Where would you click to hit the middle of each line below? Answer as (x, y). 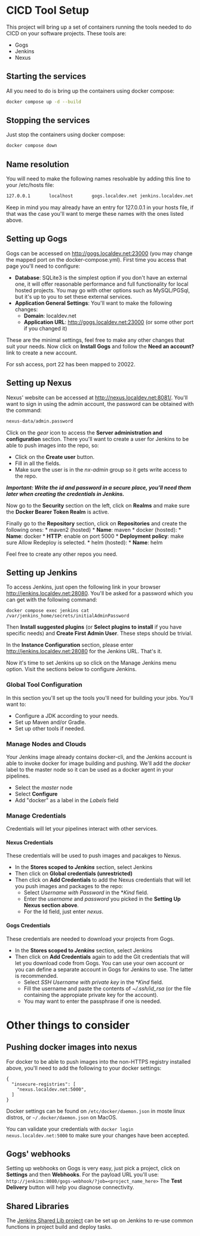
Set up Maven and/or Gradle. (50, 722)
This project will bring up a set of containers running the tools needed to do (99, 27)
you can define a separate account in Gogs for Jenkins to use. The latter (104, 969)
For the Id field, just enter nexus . (64, 911)
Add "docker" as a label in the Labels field (67, 800)
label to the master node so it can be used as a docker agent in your (90, 769)
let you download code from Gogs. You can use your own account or (99, 963)
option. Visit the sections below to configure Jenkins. (72, 669)
